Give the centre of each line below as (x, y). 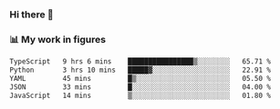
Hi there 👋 (32, 15)
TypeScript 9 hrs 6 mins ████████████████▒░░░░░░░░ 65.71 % (140, 62)
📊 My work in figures (58, 39)
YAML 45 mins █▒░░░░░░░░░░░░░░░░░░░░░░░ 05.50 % (140, 78)
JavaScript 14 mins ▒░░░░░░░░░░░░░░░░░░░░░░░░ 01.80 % (140, 95)
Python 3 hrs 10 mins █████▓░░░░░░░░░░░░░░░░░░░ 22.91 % (140, 70)
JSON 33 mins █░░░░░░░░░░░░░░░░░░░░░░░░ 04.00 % (140, 87)
